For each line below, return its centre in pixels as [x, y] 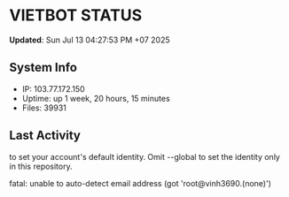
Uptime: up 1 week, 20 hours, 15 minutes [96, 98]
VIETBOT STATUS [76, 15]
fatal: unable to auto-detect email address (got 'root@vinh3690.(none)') [141, 183]
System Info [43, 68]
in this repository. [41, 166]
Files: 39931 [44, 108]
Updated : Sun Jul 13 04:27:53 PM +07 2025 [90, 40]
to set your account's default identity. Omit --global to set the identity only [145, 156]
